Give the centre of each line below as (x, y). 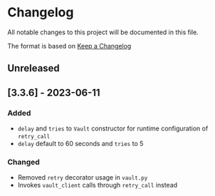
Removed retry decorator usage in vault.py (83, 177)
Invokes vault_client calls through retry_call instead (98, 185)
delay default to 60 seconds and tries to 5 (80, 144)
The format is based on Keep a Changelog (69, 46)
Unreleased (34, 68)
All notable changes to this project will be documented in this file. (103, 32)
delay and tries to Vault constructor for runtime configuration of (113, 128)
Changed (24, 162)
